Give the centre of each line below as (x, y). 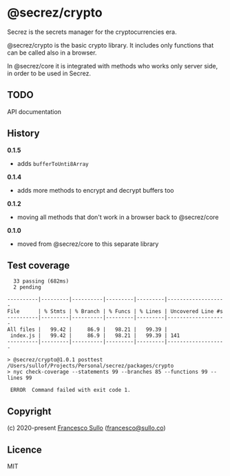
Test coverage (39, 265)
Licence (25, 449)
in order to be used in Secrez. (49, 73)
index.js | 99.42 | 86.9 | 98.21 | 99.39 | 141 (95, 336)
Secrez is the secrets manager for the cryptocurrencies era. (92, 32)
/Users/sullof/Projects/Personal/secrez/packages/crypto (91, 366)
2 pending (27, 287)
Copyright (29, 411)
